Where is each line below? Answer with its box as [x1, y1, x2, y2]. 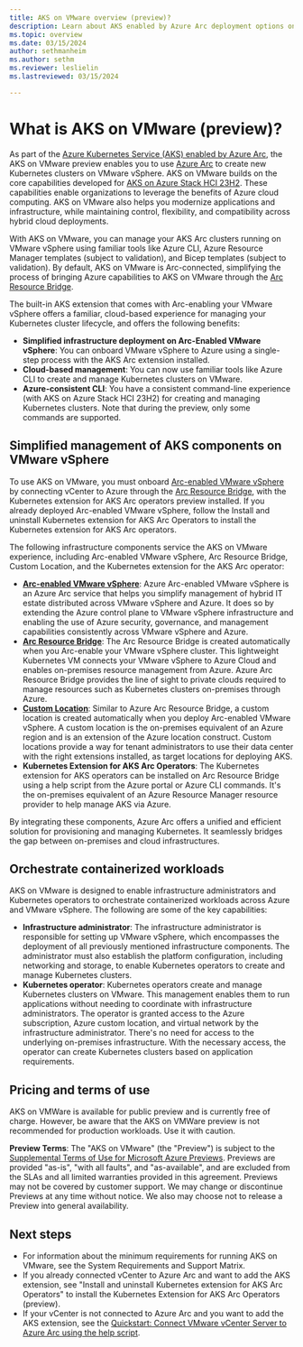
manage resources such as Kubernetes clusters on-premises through [22, 683, 281, 695]
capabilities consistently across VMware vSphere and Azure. [22, 626, 249, 637]
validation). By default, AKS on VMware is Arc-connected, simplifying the [9, 262, 281, 272]
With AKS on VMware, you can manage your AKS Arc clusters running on [9, 233, 281, 244]
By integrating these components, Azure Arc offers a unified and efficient [9, 816, 281, 826]
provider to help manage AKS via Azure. [22, 798, 171, 809]
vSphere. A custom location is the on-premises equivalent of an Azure [22, 722, 284, 733]
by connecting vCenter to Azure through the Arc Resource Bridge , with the [9, 485, 287, 496]
